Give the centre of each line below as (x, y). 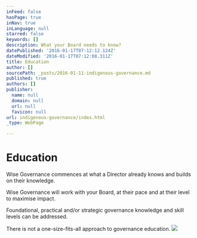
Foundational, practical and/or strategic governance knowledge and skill (95, 210)
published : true (26, 78)
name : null (25, 95)
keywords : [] (22, 39)
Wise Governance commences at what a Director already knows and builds (98, 175)
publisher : (20, 90)
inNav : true (21, 23)
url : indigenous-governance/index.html (56, 117)
